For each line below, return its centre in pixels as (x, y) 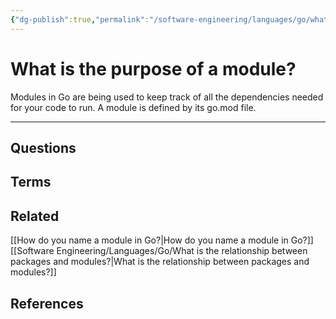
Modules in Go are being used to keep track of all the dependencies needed (167, 97)
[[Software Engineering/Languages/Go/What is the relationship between (159, 251)
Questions (43, 147)
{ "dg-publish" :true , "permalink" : (80, 19)
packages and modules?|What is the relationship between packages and (160, 262)
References (47, 303)
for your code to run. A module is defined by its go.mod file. (133, 107)
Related (35, 216)
